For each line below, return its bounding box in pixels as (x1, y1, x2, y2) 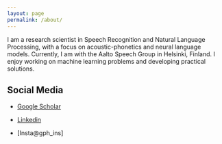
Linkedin (16, 116, 42, 124)
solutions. (7, 64, 35, 73)
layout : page (7, 10, 45, 17)
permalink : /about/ (7, 16, 63, 23)
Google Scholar (16, 102, 62, 110)
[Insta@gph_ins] (16, 129, 64, 137)
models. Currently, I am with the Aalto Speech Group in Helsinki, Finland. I (7, 49, 216, 58)
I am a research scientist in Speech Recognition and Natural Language (7, 35, 206, 43)
